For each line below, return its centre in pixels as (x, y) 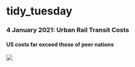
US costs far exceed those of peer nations (60, 44)
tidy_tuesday (39, 11)
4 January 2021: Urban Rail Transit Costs (68, 30)
